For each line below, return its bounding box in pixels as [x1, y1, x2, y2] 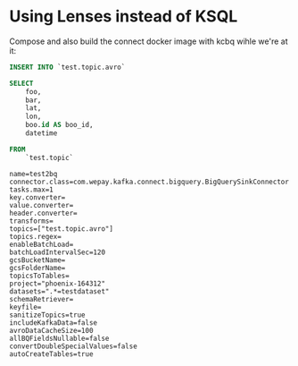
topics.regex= [9, 232, 62, 241]
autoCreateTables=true [9, 349, 94, 359]
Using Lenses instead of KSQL [9, 6, 238, 27]
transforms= [9, 217, 54, 226]
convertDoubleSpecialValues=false [9, 342, 138, 351]
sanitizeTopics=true [9, 311, 87, 319]
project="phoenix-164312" [9, 279, 105, 288]
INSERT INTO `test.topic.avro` [9, 63, 126, 72]
